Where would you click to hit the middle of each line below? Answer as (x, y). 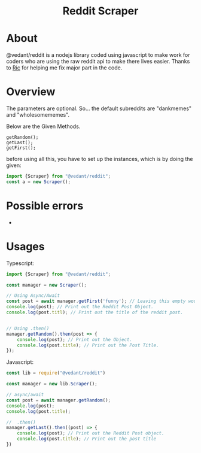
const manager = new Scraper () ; (46, 285)
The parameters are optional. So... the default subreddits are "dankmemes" (99, 108)
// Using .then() (28, 328)
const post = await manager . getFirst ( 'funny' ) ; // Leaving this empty (96, 301)
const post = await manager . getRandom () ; (59, 400)
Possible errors (45, 206)
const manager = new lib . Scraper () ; (52, 384)
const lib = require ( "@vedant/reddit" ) (56, 373)
